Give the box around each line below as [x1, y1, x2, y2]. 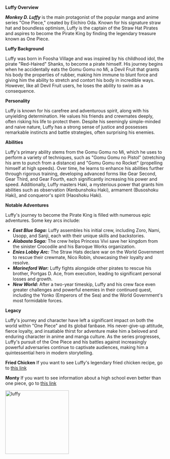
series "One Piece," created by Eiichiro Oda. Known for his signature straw [5, 20, 161, 25]
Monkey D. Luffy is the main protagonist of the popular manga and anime [5, 14, 159, 20]
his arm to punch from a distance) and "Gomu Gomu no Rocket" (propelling [5, 160, 163, 166]
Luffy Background [5, 46, 44, 51]
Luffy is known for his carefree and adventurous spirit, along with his [5, 108, 149, 113]
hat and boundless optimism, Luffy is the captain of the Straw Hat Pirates [5, 25, 158, 31]
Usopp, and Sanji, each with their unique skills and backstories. [12, 233, 146, 239]
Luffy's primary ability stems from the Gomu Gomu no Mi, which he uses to [5, 149, 162, 155]
